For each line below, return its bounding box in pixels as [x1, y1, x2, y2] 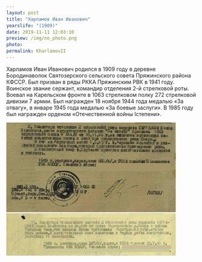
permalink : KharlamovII [6, 48, 67, 54]
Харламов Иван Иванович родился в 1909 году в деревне [6, 65, 156, 73]
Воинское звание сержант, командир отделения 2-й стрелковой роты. [6, 85, 189, 92]
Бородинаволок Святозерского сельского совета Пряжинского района [6, 71, 192, 79]
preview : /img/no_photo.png [6, 35, 77, 42]
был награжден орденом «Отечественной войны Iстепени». [6, 110, 162, 117]
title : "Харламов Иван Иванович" [6, 16, 91, 22]
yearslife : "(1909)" [6, 22, 59, 28]
